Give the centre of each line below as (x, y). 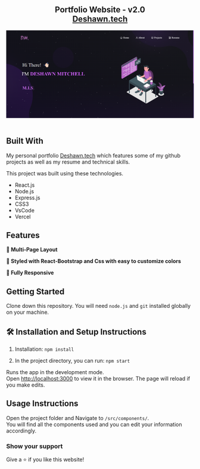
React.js (25, 185)
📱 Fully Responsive (30, 273)
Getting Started (35, 291)
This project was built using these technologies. (65, 173)
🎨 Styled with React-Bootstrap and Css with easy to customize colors (94, 261)
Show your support (35, 446)
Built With (25, 141)
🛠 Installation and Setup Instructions (76, 331)
